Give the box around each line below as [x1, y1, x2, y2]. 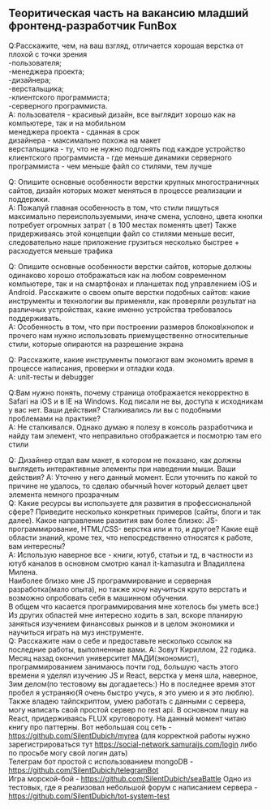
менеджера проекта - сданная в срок [8, 126, 140, 136]
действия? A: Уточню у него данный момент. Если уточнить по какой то [8, 472, 258, 482]
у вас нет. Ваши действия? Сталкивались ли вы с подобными [8, 404, 222, 414]
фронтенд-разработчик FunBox [8, 19, 177, 33]
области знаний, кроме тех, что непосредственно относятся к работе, [8, 533, 253, 542]
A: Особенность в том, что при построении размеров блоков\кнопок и [8, 322, 254, 332]
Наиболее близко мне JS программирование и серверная [8, 576, 212, 585]
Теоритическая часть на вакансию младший [8, 6, 249, 20]
